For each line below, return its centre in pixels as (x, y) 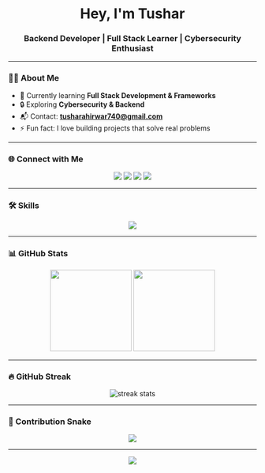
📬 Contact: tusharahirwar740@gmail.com (91, 116)
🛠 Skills (24, 205)
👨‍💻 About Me (34, 78)
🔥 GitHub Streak (40, 377)
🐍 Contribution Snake (50, 422)
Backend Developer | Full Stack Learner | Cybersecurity (132, 39)
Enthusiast (132, 48)
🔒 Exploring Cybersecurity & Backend (82, 104)
